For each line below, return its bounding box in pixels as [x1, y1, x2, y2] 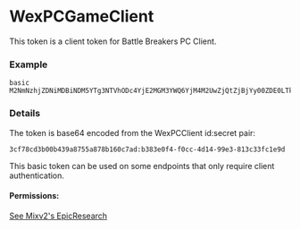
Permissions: [9, 191, 60, 201]
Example [9, 58, 48, 71]
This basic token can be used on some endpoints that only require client [9, 160, 275, 171]
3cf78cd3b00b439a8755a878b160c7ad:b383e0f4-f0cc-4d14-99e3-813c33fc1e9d [9, 145, 286, 154]
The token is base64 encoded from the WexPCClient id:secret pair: [9, 127, 256, 138]
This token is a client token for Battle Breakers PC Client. [9, 36, 217, 47]
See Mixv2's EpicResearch [9, 210, 108, 221]
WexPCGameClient [9, 6, 154, 27]
